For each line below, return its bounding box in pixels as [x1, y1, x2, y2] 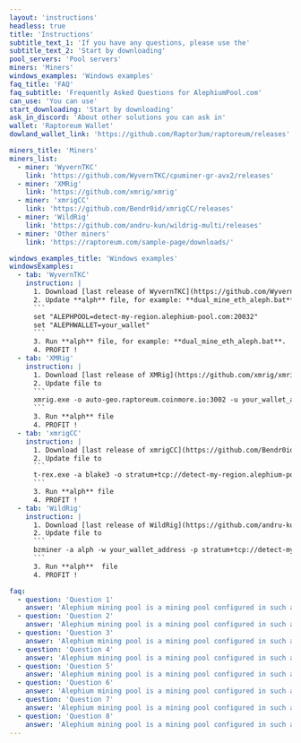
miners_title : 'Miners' [9, 146, 99, 155]
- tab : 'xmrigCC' [17, 428, 82, 437]
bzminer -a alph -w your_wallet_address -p [32, 546, 199, 555]
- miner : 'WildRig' [17, 212, 90, 221]
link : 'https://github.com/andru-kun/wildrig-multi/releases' [25, 220, 262, 229]
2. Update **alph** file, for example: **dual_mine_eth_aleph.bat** [32, 295, 295, 305]
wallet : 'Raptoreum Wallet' [9, 122, 115, 131]
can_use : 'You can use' [9, 96, 99, 106]
